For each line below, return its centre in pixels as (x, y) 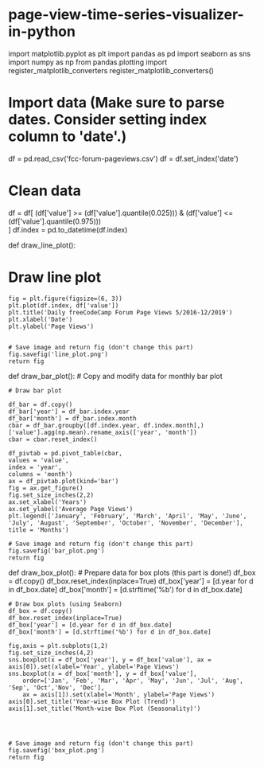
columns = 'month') (41, 474)
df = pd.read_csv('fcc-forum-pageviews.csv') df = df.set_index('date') (123, 158)
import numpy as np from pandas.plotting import (88, 62)
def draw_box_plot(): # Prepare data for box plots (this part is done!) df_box (132, 572)
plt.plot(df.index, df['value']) (64, 305)
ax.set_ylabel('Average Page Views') (71, 509)
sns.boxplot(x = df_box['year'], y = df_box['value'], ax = (110, 660)
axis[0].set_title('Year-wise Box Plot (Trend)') (92, 701)
